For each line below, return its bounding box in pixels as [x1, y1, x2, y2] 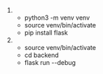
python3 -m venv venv [24, 13, 90, 22]
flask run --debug [24, 58, 76, 66]
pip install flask [24, 28, 68, 37]
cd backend [24, 51, 60, 59]
